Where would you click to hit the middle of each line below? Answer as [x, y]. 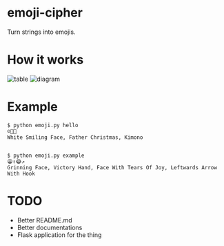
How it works [45, 60]
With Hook [21, 173]
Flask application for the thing [59, 235]
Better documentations [50, 227]
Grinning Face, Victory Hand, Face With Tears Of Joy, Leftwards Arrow [112, 167]
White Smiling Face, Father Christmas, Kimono [75, 137]
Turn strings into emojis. [41, 32]
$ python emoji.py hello [43, 125]
